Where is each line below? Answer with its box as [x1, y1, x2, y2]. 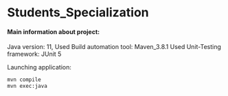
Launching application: [7, 63, 72, 71]
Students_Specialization [7, 5, 149, 20]
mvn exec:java [7, 83, 48, 90]
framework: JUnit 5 [7, 50, 62, 59]
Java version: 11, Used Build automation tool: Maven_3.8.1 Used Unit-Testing [7, 43, 222, 51]
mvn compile [7, 76, 41, 83]
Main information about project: [7, 27, 100, 35]
